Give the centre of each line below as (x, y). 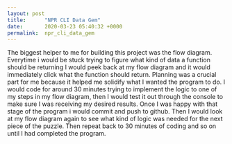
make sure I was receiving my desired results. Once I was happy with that (113, 104)
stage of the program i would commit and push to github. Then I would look (115, 111)
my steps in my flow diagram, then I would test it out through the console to (115, 97)
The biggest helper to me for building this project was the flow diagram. (110, 53)
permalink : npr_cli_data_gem (51, 33)
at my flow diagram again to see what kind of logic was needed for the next (115, 119)
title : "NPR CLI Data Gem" (54, 20)
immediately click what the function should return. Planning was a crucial (112, 75)
